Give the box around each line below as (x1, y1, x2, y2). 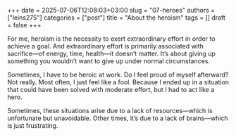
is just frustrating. (7, 122, 58, 129)
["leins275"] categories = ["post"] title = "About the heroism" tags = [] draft (7, 13, 225, 22)
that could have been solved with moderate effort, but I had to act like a (7, 86, 215, 93)
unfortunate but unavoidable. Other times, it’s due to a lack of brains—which (7, 114, 228, 122)
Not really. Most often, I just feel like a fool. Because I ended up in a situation (7, 78, 230, 86)
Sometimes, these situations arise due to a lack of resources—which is (7, 107, 213, 115)
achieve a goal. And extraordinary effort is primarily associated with (7, 42, 204, 50)
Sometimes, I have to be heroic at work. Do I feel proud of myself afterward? (7, 70, 229, 79)
